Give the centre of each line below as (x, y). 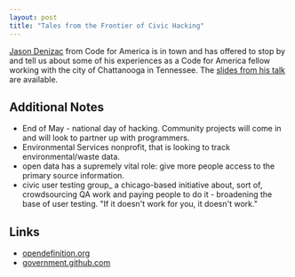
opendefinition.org (56, 253)
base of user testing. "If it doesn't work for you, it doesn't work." (140, 204)
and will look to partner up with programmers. (106, 138)
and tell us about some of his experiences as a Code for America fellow (140, 60)
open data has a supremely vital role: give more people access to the (148, 166)
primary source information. (73, 176)
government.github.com (66, 263)
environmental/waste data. (71, 157)
